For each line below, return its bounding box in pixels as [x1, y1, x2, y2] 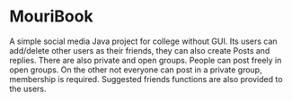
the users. [9, 83, 47, 94]
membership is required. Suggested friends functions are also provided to [9, 73, 283, 84]
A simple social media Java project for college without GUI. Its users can [9, 36, 278, 46]
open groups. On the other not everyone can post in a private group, [9, 64, 262, 75]
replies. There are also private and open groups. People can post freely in [9, 55, 282, 65]
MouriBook [9, 6, 93, 27]
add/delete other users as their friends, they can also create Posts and [9, 45, 270, 55]
